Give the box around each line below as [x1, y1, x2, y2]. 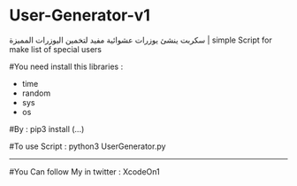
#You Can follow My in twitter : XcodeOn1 [9, 166, 161, 177]
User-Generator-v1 [9, 5, 150, 26]
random [21, 88, 51, 98]
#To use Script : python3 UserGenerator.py [9, 141, 166, 151]
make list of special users [9, 43, 102, 54]
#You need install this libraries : [9, 61, 124, 72]
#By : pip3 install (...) [9, 123, 85, 134]
